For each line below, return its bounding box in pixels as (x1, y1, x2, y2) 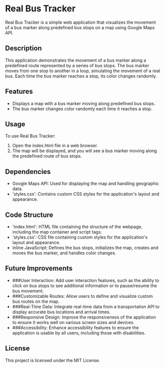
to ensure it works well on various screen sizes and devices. (12, 319, 134, 325)
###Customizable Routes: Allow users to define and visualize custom (12, 293, 153, 299)
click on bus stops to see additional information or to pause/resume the (12, 283, 157, 288)
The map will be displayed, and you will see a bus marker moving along (12, 148, 157, 154)
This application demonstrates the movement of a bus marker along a (5, 57, 146, 63)
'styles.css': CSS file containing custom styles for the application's (12, 234, 148, 240)
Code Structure (5, 210, 53, 219)
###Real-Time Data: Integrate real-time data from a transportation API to (12, 303, 160, 309)
